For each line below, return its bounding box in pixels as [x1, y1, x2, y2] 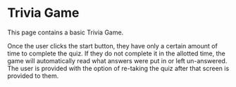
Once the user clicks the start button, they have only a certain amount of [7, 41, 218, 50]
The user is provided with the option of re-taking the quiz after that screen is [7, 64, 230, 72]
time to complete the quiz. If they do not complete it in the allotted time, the [7, 49, 225, 58]
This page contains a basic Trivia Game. [7, 28, 124, 36]
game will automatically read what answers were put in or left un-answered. [7, 56, 228, 65]
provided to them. [7, 72, 59, 80]
